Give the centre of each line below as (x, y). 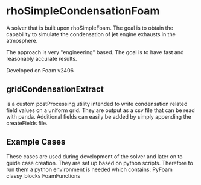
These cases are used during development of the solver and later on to (94, 156)
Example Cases (36, 142)
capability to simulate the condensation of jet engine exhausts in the (91, 34)
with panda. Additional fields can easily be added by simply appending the (99, 116)
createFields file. (27, 123)
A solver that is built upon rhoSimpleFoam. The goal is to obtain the (90, 28)
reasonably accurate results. (42, 58)
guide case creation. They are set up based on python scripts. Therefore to (100, 163)
